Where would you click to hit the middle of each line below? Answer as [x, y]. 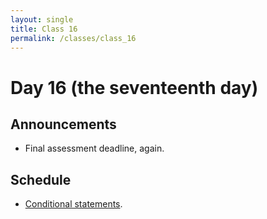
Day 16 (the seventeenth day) [134, 87]
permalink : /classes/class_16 [73, 38]
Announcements [63, 124]
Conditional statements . [73, 204]
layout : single [42, 19]
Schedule [41, 179]
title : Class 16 [44, 29]
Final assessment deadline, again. [94, 148]
